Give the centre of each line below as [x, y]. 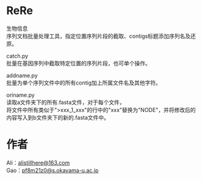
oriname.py [20, 95]
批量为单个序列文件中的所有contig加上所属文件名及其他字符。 [84, 83]
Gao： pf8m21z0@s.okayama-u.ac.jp [52, 170]
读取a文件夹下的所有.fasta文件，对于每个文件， [66, 102]
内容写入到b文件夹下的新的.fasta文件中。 [58, 118]
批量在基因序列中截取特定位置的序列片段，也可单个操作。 [78, 63]
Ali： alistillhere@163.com [38, 162]
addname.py [22, 75]
